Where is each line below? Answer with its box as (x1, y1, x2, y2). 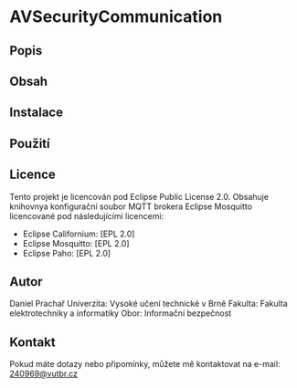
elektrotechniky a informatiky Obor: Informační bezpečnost (9, 308, 232, 319)
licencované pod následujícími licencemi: (9, 210, 164, 221)
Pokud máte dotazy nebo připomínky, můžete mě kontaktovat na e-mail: (9, 359, 281, 370)
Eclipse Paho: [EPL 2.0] (22, 247, 111, 258)
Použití (9, 135, 50, 152)
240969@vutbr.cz (9, 368, 79, 380)
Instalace (9, 105, 64, 121)
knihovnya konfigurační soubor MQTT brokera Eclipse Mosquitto (9, 201, 253, 212)
